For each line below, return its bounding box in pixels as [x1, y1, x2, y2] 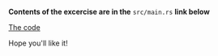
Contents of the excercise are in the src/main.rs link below [8, 7, 211, 16]
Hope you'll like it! [8, 38, 68, 48]
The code [8, 23, 41, 32]
